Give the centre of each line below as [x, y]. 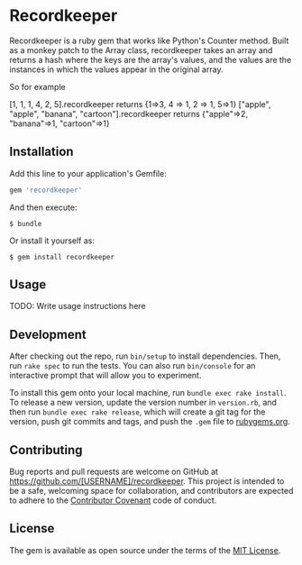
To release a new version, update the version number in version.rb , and [143, 403]
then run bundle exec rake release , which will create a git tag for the [137, 412]
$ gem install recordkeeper [62, 257]
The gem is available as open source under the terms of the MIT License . [145, 550]
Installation [41, 152]
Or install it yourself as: [52, 241]
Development [48, 334]
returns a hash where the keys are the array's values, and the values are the [151, 59]
